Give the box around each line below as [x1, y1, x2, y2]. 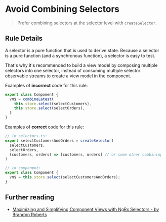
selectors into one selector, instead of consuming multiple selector [5, 67, 141, 73]
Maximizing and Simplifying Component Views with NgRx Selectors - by [12, 206, 159, 212]
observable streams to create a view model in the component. [5, 73, 131, 79]
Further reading [5, 193, 54, 202]
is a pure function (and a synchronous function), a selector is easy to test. [5, 53, 156, 58]
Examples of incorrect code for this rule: [5, 82, 88, 88]
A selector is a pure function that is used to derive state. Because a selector [5, 47, 160, 53]
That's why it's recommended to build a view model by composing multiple [5, 62, 158, 68]
